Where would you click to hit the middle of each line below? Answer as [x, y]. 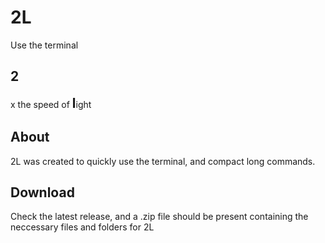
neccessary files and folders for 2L [82, 227]
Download [42, 192]
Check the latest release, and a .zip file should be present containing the [159, 217]
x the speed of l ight [51, 102]
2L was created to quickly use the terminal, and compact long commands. [163, 161]
